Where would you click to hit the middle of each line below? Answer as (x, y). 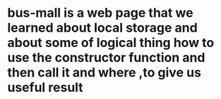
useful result (45, 87)
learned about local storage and (102, 28)
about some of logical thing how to (111, 43)
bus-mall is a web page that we (100, 13)
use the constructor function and (106, 58)
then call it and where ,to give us (104, 73)
